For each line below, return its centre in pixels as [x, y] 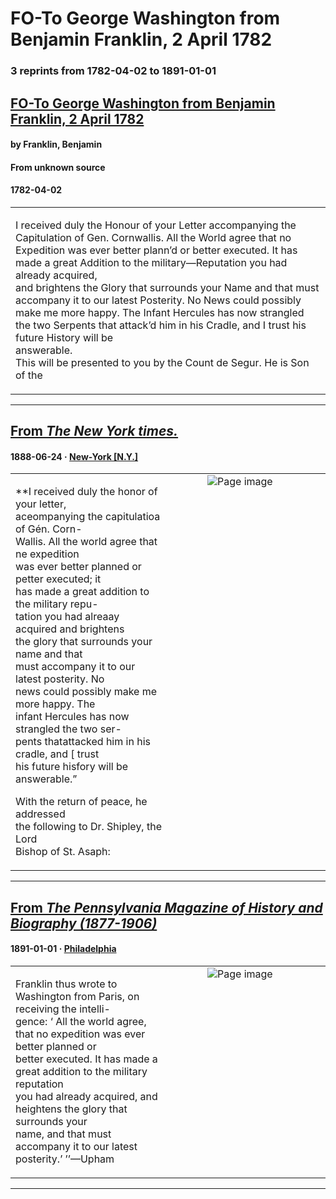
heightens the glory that [71, 1109]
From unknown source [58, 167]
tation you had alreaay [67, 617]
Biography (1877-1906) [84, 923]
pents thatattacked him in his [83, 742]
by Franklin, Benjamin [56, 144]
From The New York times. [94, 431]
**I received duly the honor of [86, 492]
